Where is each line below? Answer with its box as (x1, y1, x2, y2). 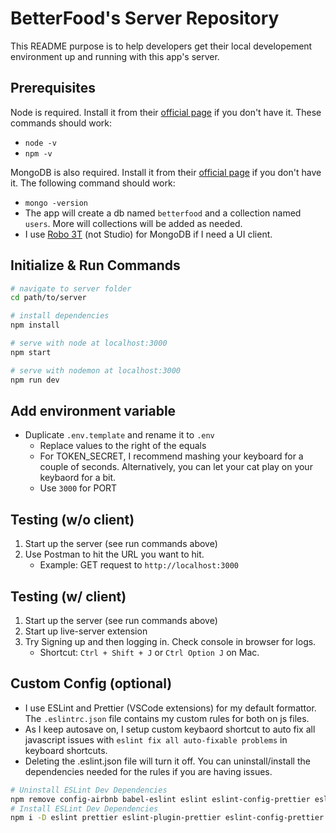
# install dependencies (10, 311, 110, 321)
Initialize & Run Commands (10, 257, 181, 274)
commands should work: (10, 117, 112, 129)
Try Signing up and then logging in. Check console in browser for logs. (24, 636, 317, 647)
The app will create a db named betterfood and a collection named (24, 207, 302, 219)
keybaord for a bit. (39, 472, 117, 484)
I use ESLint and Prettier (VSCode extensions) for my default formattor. (24, 702, 317, 714)
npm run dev (10, 375, 60, 385)
